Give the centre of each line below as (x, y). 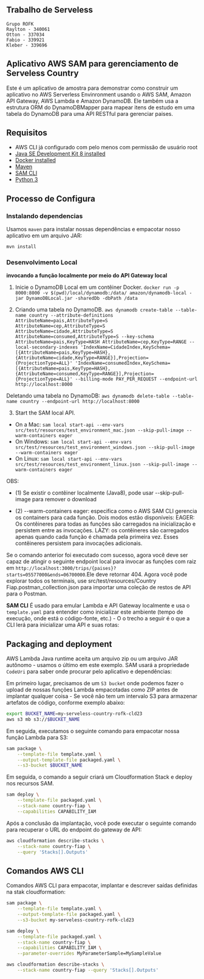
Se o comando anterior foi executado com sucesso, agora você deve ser (97, 555)
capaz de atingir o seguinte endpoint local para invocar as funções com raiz (101, 561)
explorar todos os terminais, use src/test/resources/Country (81, 581)
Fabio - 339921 (25, 40)
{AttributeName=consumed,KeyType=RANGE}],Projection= (84, 374)
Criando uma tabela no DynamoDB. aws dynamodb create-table (94, 310)
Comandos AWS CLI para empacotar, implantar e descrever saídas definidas (102, 886)
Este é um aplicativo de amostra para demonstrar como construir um (92, 88)
